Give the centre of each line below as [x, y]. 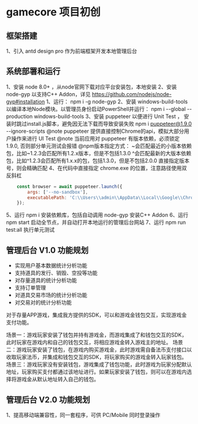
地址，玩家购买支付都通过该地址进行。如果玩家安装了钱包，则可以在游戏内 [96, 372]
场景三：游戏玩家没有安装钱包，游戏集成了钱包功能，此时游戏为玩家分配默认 [99, 364]
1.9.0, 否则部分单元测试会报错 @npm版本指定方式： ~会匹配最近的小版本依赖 [99, 146]
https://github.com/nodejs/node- [132, 94]
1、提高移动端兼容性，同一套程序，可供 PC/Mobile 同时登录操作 [83, 415]
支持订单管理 [30, 288]
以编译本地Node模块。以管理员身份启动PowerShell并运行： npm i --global [96, 109]
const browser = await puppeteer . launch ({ [70, 187]
